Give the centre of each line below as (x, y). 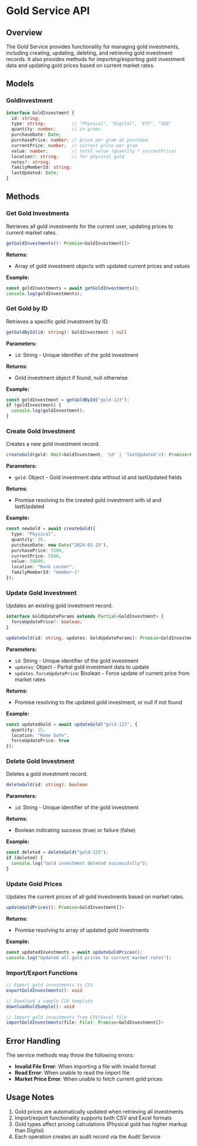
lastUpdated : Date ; (35, 173)
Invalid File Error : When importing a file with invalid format (85, 1067)
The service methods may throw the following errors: (70, 1055)
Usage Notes (30, 1097)
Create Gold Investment (40, 431)
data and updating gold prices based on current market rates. (81, 65)
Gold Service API (48, 11)
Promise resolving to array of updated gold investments (82, 930)
